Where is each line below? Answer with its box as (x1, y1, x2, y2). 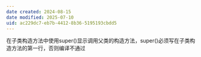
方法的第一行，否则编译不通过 (11, 44, 85, 52)
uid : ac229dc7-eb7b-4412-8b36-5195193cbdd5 (6, 20, 117, 26)
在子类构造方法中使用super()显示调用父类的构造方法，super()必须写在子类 (6, 37, 190, 44)
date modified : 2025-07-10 (6, 14, 74, 20)
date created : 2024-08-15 (6, 8, 71, 15)
